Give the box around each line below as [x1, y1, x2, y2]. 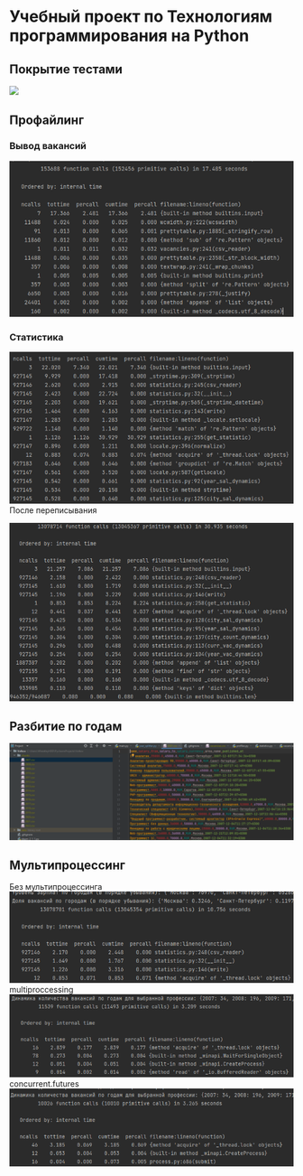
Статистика [9, 331, 64, 343]
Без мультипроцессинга [9, 882, 103, 892]
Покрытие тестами [9, 61, 124, 77]
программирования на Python [9, 25, 250, 46]
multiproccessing [9, 984, 74, 994]
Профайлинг [9, 113, 84, 128]
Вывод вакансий [9, 140, 87, 153]
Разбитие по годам [9, 718, 123, 733]
